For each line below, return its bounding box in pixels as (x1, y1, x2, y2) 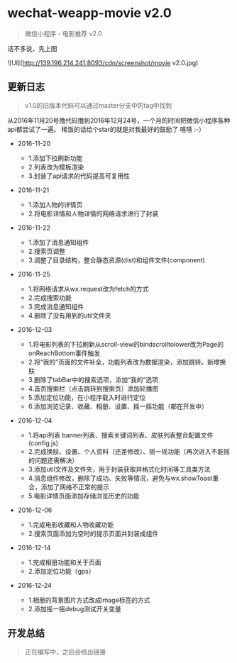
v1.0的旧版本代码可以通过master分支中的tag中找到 (24, 101, 172, 109)
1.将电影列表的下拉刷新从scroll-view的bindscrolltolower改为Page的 (28, 340, 224, 348)
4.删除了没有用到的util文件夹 (28, 311, 111, 320)
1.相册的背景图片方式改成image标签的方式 (28, 596, 150, 604)
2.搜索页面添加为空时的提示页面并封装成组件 (28, 529, 159, 537)
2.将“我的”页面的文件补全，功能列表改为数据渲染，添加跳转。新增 (28, 357, 220, 366)
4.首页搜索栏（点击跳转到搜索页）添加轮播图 (28, 384, 159, 393)
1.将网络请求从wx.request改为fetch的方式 (28, 284, 149, 293)
